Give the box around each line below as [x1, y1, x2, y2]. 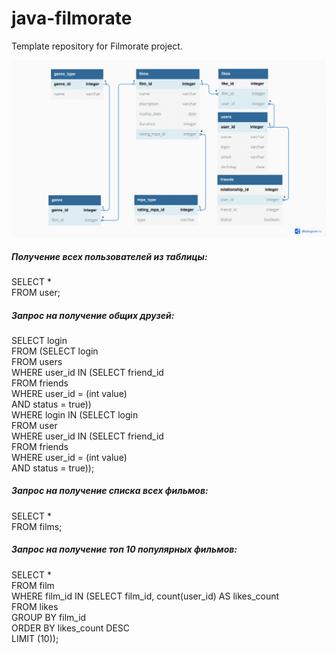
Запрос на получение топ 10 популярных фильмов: [11, 543, 238, 556]
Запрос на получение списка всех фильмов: [11, 485, 209, 497]
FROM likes [11, 600, 59, 612]
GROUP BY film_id [11, 611, 87, 623]
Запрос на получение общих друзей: [11, 309, 175, 321]
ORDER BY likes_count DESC [11, 622, 131, 634]
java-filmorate [11, 7, 133, 30]
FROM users [11, 355, 63, 367]
